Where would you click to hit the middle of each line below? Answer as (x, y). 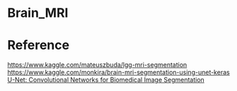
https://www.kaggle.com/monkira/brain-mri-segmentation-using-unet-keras (118, 73)
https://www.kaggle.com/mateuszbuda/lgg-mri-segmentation (97, 65)
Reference (38, 45)
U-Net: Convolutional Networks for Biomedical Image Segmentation (106, 80)
